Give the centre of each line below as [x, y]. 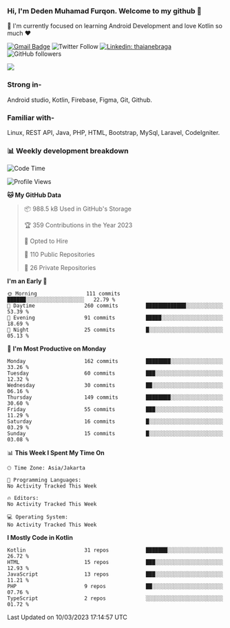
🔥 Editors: [23, 499]
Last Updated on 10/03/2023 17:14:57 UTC [67, 617]
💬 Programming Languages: [44, 480]
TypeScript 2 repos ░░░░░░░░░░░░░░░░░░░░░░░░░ [115, 598]
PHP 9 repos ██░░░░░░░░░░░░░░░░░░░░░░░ [115, 587]
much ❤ [19, 33]
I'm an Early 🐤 [27, 281]
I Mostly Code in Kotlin [40, 538]
